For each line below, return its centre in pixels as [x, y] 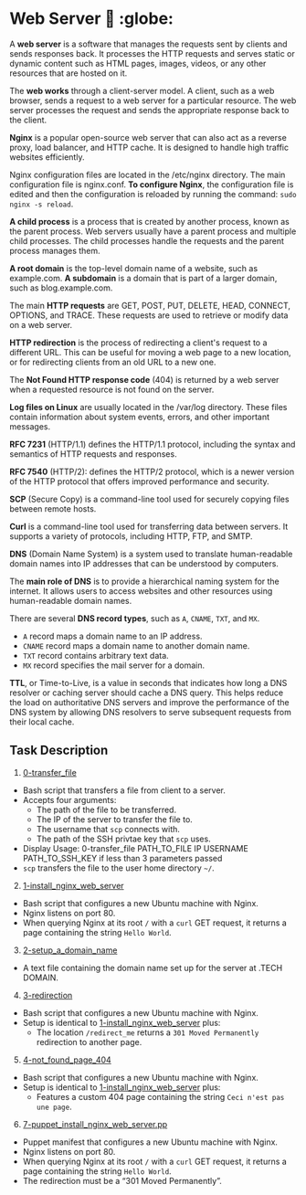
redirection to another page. [89, 1042]
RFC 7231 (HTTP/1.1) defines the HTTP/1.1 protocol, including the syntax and [153, 444]
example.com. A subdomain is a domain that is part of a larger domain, [143, 278]
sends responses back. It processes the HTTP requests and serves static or [152, 53]
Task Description [59, 751]
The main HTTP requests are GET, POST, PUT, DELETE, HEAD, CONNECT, [150, 305]
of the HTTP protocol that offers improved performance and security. [139, 481]
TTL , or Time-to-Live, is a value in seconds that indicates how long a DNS [148, 682]
